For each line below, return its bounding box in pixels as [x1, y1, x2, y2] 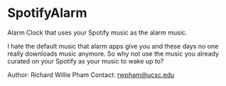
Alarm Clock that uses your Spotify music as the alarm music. [7, 28, 188, 37]
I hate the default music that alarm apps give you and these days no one [7, 42, 219, 50]
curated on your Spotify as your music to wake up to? [7, 56, 164, 65]
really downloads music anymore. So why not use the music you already [7, 49, 219, 58]
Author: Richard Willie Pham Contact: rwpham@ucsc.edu [7, 70, 175, 79]
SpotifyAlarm [7, 5, 87, 21]
